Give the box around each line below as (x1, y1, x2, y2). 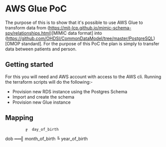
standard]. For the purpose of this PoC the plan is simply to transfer (21, 40, 160, 46)
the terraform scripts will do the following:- (5, 79, 93, 85)
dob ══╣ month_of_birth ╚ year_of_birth (5, 136, 88, 142)
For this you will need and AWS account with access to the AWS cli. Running (5, 73, 162, 80)
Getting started (5, 60, 54, 69)
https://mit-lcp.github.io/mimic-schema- (49, 24, 132, 30)
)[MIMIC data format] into (50, 30, 102, 36)
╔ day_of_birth (25, 127, 59, 132)
